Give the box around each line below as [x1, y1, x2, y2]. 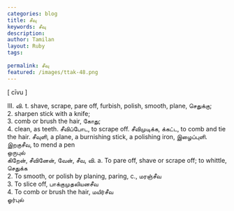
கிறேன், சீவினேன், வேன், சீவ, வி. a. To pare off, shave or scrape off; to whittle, [7, 156, 227, 164]
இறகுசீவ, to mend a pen [7, 140, 75, 149]
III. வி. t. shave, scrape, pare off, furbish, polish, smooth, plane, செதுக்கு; [7, 101, 212, 110]
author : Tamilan [7, 36, 54, 43]
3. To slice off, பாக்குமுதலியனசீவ [7, 180, 99, 188]
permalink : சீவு [7, 62, 50, 69]
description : [7, 29, 45, 37]
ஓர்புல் [7, 195, 24, 203]
